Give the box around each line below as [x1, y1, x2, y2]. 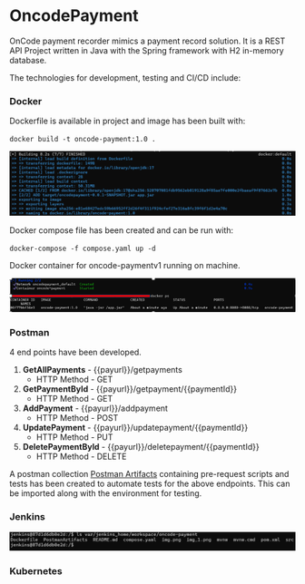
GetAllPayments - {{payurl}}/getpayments [22, 365, 183, 375]
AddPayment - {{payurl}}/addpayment [22, 403, 168, 414]
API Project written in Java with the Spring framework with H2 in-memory [9, 44, 284, 55]
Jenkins [9, 511, 45, 523]
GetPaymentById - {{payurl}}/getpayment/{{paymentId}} [22, 384, 238, 394]
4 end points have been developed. [9, 346, 143, 358]
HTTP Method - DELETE [35, 451, 127, 462]
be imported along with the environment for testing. [9, 488, 202, 499]
